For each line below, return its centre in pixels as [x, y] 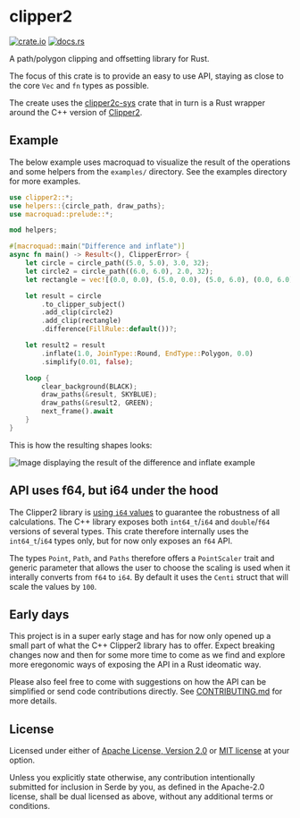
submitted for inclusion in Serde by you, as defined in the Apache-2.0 [137, 787]
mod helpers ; [33, 230]
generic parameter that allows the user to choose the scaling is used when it [150, 567]
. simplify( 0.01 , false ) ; [87, 362]
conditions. [30, 806]
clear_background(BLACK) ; [90, 387]
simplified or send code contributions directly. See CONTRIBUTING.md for [146, 692]
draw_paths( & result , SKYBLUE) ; [100, 395]
